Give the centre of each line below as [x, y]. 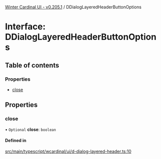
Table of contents [32, 65]
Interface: [25, 27]
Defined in [16, 141]
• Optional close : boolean [31, 129]
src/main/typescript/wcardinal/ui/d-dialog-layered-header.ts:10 [68, 151]
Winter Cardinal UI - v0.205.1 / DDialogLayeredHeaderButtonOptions [73, 7]
